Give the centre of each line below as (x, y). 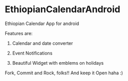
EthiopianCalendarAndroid (63, 9)
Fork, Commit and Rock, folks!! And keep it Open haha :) (64, 73)
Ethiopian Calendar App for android (42, 23)
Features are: (19, 33)
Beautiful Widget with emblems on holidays (58, 63)
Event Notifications (32, 53)
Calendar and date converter (42, 43)
